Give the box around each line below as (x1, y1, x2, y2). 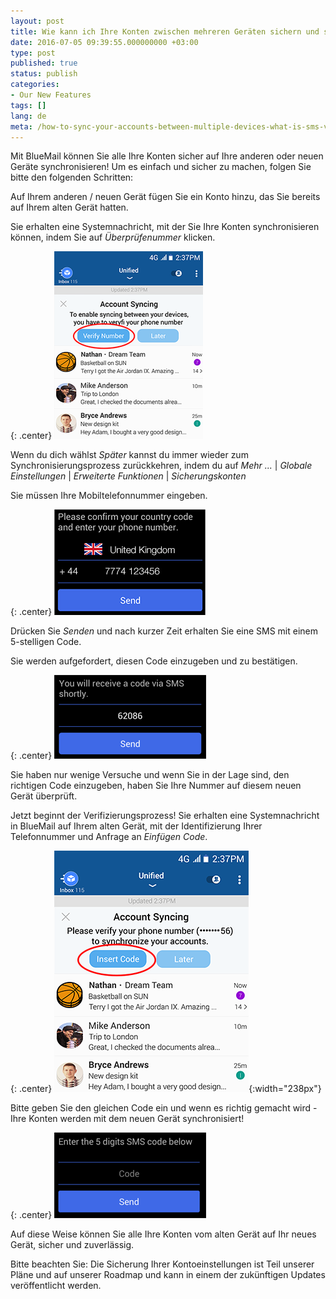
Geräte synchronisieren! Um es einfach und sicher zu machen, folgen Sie (10, 161, 312, 173)
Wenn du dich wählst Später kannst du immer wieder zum (10, 449, 249, 461)
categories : (10, 80, 60, 90)
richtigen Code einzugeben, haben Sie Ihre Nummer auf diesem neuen (10, 780, 302, 792)
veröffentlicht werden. (10, 1280, 102, 1292)
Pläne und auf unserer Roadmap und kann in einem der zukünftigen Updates (10, 1269, 326, 1281)
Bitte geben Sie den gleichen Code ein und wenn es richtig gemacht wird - (10, 1102, 318, 1114)
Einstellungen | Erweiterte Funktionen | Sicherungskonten (10, 470, 247, 482)
